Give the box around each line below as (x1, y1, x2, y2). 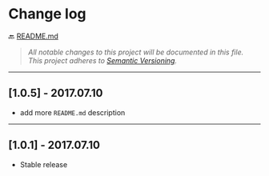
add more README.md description (19, 107, 126, 117)
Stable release (19, 159, 68, 169)
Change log (8, 5, 86, 23)
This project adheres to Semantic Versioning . (27, 55, 178, 65)
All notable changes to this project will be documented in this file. (27, 47, 244, 57)
